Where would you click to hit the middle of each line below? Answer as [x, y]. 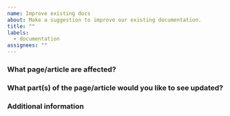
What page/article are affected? [62, 69]
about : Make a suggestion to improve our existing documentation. [104, 20]
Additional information [46, 106]
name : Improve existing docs [49, 13]
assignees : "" [28, 45]
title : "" [21, 26]
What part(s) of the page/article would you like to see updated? [115, 88]
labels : [18, 33]
